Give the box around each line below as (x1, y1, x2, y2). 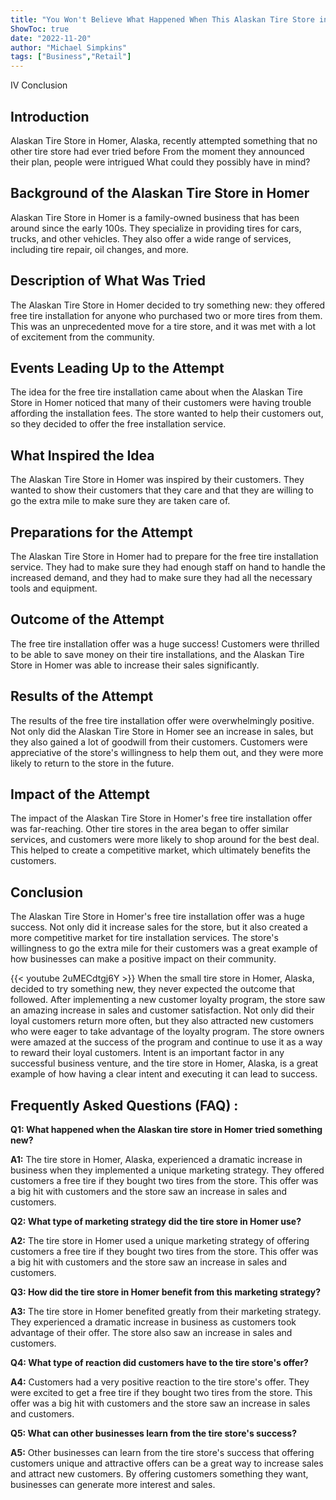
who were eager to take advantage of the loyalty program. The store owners (10, 1026, 325, 1038)
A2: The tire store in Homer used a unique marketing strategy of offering (10, 1235, 310, 1247)
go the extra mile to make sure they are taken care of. (10, 495, 231, 507)
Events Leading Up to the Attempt (10, 359, 225, 376)
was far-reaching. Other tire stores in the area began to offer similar (10, 823, 289, 835)
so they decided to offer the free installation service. (10, 418, 227, 430)
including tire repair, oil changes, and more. (10, 243, 189, 255)
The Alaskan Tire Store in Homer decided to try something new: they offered (10, 299, 326, 311)
